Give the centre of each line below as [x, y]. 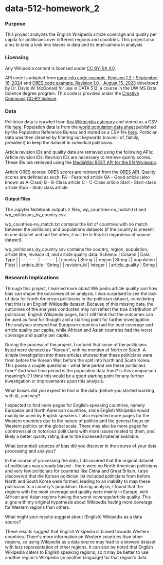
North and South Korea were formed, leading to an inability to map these [78, 481]
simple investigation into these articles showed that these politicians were [79, 355]
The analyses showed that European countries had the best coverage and [79, 325]
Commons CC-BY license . [31, 98]
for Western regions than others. [38, 507]
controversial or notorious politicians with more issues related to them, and [80, 431]
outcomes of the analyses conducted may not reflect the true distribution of [81, 309]
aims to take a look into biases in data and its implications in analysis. [74, 45]
